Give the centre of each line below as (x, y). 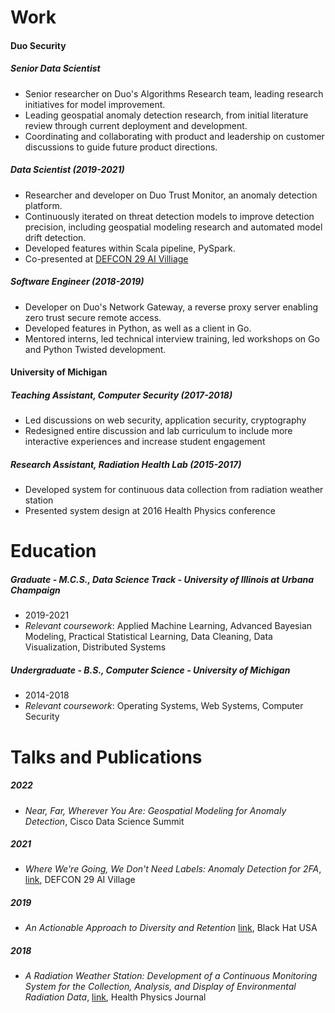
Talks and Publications (106, 757)
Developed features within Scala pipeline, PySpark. (130, 248)
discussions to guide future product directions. (121, 147)
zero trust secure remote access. (93, 317)
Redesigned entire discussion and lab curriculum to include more (158, 431)
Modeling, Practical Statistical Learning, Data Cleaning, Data (148, 637)
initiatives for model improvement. (95, 104)
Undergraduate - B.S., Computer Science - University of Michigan (150, 670)
